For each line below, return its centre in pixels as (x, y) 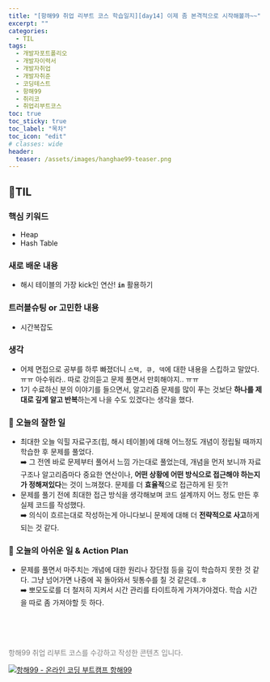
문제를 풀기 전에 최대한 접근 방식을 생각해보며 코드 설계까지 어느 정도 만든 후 (140, 495)
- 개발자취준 (33, 76)
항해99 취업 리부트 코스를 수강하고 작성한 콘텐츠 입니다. (96, 653)
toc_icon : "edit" (38, 136)
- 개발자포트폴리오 (42, 53)
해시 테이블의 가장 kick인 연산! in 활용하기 (86, 285)
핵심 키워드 (29, 216)
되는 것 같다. (40, 528)
